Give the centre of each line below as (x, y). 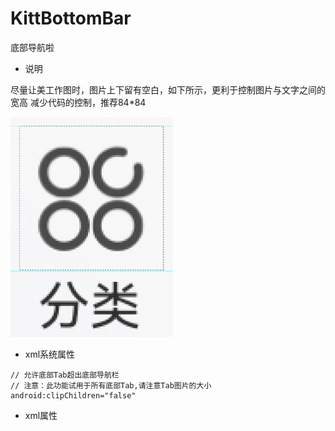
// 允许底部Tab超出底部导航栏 (65, 375)
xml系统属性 (50, 354)
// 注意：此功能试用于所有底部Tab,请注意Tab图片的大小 (111, 385)
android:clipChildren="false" (73, 395)
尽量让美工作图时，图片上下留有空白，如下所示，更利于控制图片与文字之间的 (168, 89)
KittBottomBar (71, 18)
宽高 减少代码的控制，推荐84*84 (78, 102)
